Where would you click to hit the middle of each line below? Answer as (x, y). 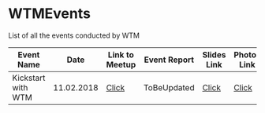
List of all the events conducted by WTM (74, 35)
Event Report (169, 60)
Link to (121, 54)
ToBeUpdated (169, 87)
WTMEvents (49, 14)
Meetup (121, 64)
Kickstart (29, 78)
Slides (214, 54)
